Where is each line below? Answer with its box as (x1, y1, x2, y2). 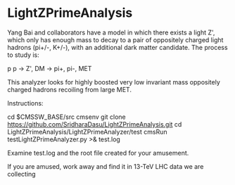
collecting (7, 170, 37, 178)
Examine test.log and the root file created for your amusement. (7, 148, 189, 157)
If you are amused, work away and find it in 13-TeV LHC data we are (7, 162, 204, 170)
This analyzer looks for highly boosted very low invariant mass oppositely (7, 77, 220, 86)
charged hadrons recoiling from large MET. (7, 85, 132, 94)
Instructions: (7, 98, 44, 107)
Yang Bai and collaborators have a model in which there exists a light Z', (7, 28, 215, 37)
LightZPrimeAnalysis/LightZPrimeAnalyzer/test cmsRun (7, 127, 167, 136)
